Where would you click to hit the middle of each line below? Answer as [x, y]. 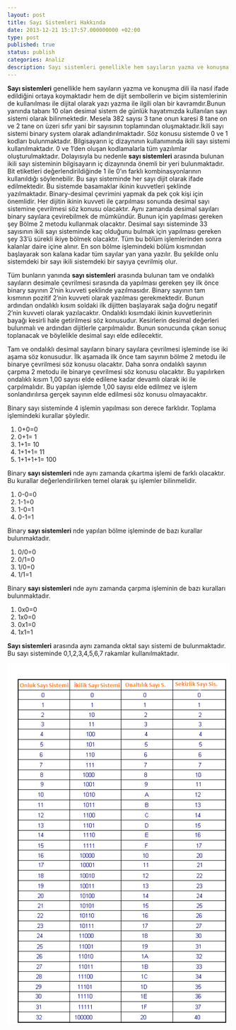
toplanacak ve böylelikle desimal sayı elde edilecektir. [85, 335]
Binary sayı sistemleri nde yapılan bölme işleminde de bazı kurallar [105, 531]
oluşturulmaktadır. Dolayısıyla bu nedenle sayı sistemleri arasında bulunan [116, 156]
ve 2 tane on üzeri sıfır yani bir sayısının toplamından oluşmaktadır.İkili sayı [116, 126]
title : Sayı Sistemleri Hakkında [57, 22]
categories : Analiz [36, 60]
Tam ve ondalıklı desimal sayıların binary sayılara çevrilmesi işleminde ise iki [118, 349]
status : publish [31, 52]
